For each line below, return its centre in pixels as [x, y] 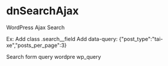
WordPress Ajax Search [36, 27]
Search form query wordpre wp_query [54, 56]
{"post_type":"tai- [141, 39]
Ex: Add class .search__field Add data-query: [62, 39]
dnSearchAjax [43, 11]
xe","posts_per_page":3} [37, 45]
